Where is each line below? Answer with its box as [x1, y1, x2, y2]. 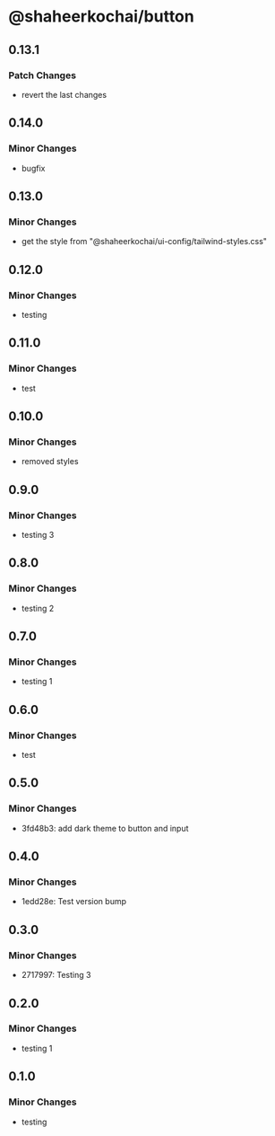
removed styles [21, 456, 79, 467]
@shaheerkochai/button [8, 6, 194, 27]
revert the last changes [21, 89, 107, 100]
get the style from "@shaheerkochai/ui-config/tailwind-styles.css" [21, 236, 268, 247]
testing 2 [21, 603, 55, 613]
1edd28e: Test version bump [21, 896, 127, 907]
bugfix [21, 163, 46, 173]
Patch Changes [8, 69, 77, 82]
